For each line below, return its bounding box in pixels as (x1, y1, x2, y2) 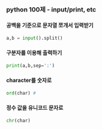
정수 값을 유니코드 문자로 (6, 104, 64, 111)
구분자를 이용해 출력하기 (6, 49, 62, 56)
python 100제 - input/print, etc (6, 5, 97, 13)
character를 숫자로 (6, 77, 52, 84)
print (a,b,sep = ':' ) (6, 63, 55, 69)
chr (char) (6, 118, 31, 124)
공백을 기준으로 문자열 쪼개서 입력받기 (6, 21, 94, 28)
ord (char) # (6, 90, 36, 96)
